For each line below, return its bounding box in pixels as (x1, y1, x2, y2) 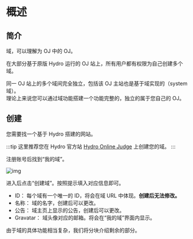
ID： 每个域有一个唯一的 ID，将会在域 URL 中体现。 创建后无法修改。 (14, 192, 181, 199)
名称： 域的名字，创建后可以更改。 (14, 199, 99, 207)
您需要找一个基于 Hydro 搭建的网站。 (6, 130, 96, 137)
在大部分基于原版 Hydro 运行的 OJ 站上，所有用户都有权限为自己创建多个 (6, 60, 184, 67)
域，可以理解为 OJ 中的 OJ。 (6, 48, 76, 54)
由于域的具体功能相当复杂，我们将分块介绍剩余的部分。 (6, 227, 140, 234)
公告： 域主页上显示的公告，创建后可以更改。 (14, 207, 125, 214)
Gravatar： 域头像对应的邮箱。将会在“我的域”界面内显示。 (14, 214, 155, 221)
